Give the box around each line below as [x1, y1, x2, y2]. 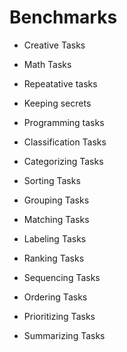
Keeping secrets [23, 97, 92, 109]
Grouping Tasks [23, 194, 90, 206]
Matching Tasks [23, 213, 90, 225]
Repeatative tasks [23, 77, 98, 90]
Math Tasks [23, 58, 72, 70]
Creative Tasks [23, 39, 86, 51]
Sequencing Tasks [23, 271, 101, 283]
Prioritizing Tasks [23, 310, 96, 322]
